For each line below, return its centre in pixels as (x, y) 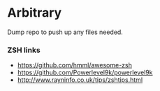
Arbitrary (35, 13)
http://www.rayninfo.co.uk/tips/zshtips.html (80, 80)
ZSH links (24, 50)
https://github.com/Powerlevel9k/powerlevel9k (85, 73)
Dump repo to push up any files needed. (65, 32)
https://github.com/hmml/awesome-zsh (75, 65)
